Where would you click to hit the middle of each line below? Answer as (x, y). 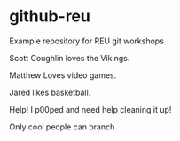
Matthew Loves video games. (63, 75)
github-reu (50, 16)
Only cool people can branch (62, 127)
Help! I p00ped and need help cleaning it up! (90, 109)
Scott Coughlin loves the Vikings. (70, 58)
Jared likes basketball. (50, 92)
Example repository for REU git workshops (86, 41)
